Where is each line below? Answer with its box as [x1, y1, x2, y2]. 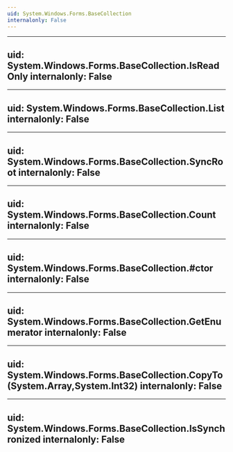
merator [7, 326, 43, 338]
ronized [7, 433, 42, 445]
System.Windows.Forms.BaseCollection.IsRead [7, 60, 220, 72]
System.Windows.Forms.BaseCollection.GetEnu [7, 316, 222, 328]
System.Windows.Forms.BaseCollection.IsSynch [7, 422, 225, 435]
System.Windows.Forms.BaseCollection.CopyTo [7, 369, 223, 381]
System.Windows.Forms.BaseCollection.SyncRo [7, 156, 224, 168]
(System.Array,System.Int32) [7, 380, 139, 392]
